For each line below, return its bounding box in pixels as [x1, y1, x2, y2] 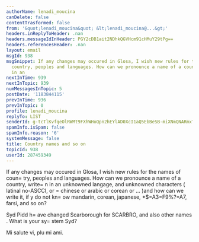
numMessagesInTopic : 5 [6, 86, 62, 92]
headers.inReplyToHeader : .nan [6, 31, 84, 37]
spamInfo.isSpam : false [6, 125, 65, 130]
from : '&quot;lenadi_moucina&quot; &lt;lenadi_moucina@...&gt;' [6, 25, 168, 31]
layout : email [6, 47, 41, 53]
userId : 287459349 [6, 152, 52, 158]
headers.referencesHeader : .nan [6, 42, 86, 48]
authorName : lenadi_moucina [6, 8, 76, 15]
